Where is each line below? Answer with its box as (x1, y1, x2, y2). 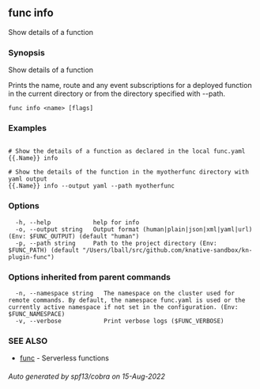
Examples (8, 123, 47, 134)
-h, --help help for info (15, 218, 140, 227)
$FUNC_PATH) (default (8, 246, 80, 254)
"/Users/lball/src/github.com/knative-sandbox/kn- (82, 246, 253, 254)
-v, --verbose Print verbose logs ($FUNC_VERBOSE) (15, 317, 224, 325)
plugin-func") (8, 253, 55, 261)
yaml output (8, 175, 47, 183)
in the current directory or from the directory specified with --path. (8, 89, 226, 98)
